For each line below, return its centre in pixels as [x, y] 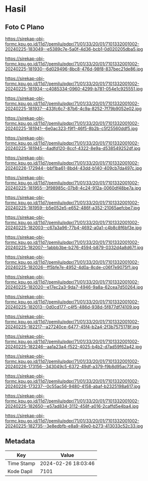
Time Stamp [21, 463]
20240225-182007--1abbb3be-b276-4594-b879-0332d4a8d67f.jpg [74, 247]
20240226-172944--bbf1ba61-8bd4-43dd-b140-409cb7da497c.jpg [74, 168]
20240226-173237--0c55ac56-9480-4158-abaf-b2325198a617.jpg [73, 386]
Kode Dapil [20, 471]
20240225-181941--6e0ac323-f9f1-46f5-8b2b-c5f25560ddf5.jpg [71, 128]
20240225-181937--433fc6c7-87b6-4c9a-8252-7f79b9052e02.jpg [73, 109]
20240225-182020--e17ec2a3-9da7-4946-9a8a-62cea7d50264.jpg [74, 287]
